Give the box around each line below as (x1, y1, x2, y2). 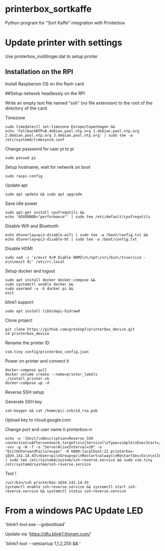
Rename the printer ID (5, 339, 50, 346)
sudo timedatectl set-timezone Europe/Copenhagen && (5, 124, 115, 129)
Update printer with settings (5, 37, 122, 48)
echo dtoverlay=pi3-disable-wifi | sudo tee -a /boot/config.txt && (5, 232, 148, 237)
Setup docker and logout (5, 268, 55, 274)
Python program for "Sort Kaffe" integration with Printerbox (5, 20, 125, 26)
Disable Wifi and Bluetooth (5, 223, 59, 229)
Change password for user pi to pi (5, 146, 74, 151)
